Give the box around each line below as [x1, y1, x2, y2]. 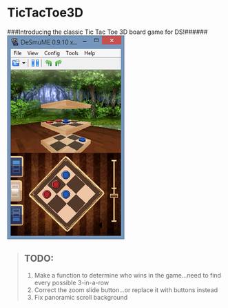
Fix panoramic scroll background [34, 293, 128, 301]
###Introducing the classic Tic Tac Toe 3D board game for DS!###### [7, 28, 208, 36]
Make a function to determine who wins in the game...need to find [34, 271, 222, 279]
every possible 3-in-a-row [34, 278, 109, 287]
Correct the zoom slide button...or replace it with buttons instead [34, 285, 218, 294]
